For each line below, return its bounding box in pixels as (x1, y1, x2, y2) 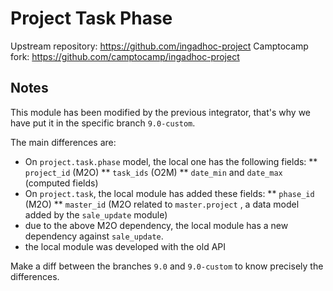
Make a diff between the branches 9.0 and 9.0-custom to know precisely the (10, 260, 324, 272)
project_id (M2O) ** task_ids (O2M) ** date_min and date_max (24, 166, 283, 178)
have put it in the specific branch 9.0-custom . (10, 117, 196, 129)
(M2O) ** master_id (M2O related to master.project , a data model (24, 198, 300, 210)
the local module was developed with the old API (24, 240, 227, 252)
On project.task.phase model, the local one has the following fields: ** (24, 155, 318, 167)
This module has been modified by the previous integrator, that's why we (10, 106, 312, 118)
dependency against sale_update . (24, 230, 164, 242)
